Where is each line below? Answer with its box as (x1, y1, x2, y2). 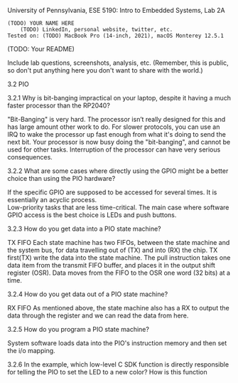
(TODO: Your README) (7, 45, 75, 53)
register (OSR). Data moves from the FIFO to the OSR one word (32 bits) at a (7, 268, 231, 277)
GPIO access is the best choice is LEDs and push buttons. (7, 211, 177, 219)
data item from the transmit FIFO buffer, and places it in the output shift (7, 261, 215, 269)
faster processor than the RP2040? (7, 101, 110, 110)
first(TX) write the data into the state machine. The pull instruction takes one (7, 253, 231, 262)
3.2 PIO (7, 80, 30, 88)
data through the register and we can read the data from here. (7, 311, 189, 320)
